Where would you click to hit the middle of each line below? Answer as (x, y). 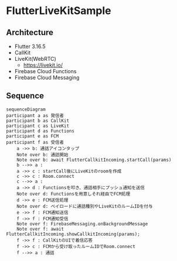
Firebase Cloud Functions (45, 71)
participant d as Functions (40, 131)
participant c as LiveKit (38, 126)
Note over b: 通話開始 (42, 154)
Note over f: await (40, 229)
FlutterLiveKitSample (59, 11)
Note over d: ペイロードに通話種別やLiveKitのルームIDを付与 (85, 206)
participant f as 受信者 (35, 142)
